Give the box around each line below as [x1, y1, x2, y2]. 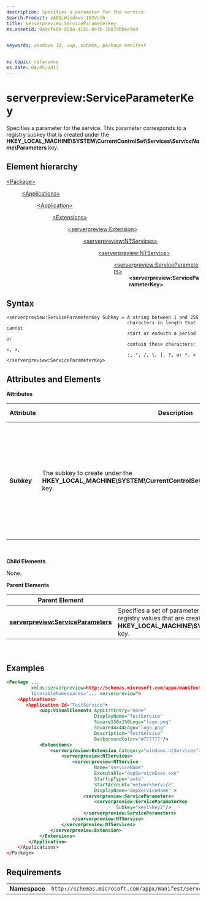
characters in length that [127, 320, 196, 326]
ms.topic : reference [6, 59, 59, 65]
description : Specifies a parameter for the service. [6, 9, 147, 15]
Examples [6, 663, 45, 673]
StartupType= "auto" [94, 776, 144, 782]
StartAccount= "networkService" [94, 781, 174, 788]
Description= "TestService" [94, 730, 164, 736]
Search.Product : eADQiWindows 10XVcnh [6, 15, 105, 21]
